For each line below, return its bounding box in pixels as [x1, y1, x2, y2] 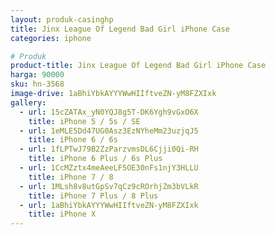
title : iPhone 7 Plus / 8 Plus [28, 191, 159, 201]
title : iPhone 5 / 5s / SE [28, 116, 141, 126]
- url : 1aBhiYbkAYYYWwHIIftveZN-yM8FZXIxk [19, 200, 199, 210]
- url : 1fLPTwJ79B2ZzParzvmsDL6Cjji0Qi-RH [19, 144, 199, 155]
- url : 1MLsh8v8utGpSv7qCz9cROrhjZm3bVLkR [19, 181, 199, 191]
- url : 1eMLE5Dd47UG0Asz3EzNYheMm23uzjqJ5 [19, 126, 199, 136]
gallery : [10, 97, 47, 108]
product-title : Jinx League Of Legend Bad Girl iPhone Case [10, 61, 267, 71]
